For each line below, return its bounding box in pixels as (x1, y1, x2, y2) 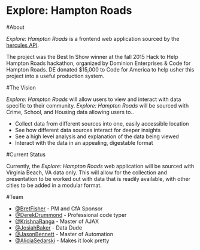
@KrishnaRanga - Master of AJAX (14, 218, 99, 225)
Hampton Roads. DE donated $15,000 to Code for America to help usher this (6, 66, 195, 73)
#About (6, 23, 25, 31)
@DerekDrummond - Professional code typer (14, 211, 127, 218)
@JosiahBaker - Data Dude (14, 224, 83, 231)
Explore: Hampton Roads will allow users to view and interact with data (6, 96, 181, 103)
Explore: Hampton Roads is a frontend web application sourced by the (6, 35, 180, 42)
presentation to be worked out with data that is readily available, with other (6, 175, 190, 182)
